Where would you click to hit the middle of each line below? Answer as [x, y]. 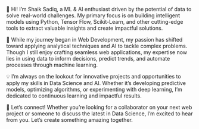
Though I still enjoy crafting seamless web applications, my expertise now [97, 52]
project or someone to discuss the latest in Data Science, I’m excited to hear [99, 114]
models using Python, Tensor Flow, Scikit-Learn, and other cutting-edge [95, 22]
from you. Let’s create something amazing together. [69, 120]
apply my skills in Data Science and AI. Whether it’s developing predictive [96, 83]
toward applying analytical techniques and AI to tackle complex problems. [97, 46]
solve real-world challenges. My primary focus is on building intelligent [93, 15]
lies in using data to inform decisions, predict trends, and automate [88, 59]
